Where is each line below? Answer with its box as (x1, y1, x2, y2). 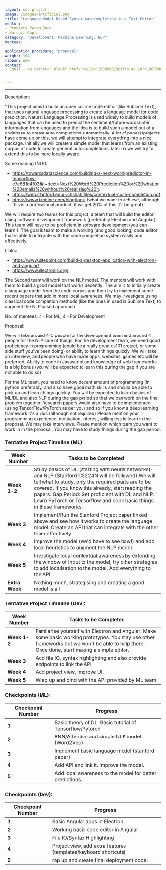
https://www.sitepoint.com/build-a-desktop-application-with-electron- (12, 257, 157, 263)
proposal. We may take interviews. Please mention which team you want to (5, 421, 158, 427)
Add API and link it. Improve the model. (54, 762, 145, 769)
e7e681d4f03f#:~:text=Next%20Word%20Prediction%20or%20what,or (12, 181, 159, 187)
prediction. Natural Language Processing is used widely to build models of (5, 114, 157, 120)
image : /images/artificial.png (5, 12, 70, 17)
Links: (5, 248, 17, 254)
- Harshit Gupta (5, 30, 39, 35)
